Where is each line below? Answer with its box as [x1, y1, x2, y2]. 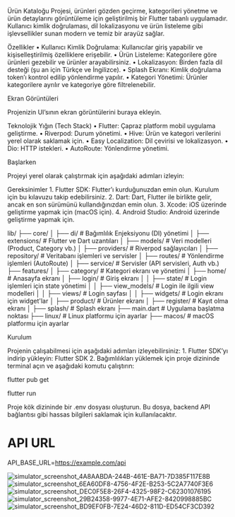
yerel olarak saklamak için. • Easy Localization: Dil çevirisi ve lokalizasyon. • [7, 136, 229, 145]
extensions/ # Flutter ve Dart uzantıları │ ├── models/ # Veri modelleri [7, 237, 212, 245]
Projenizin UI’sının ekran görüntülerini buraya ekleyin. [7, 108, 162, 116]
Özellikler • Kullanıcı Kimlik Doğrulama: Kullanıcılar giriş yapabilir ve [7, 43, 203, 51]
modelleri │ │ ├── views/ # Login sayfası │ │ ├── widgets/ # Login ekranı [7, 289, 224, 297]
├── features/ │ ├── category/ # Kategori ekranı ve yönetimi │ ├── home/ [7, 267, 227, 275]
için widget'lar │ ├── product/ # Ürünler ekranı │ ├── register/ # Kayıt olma [7, 297, 229, 305]
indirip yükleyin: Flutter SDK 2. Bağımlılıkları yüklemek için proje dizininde [7, 354, 220, 362]
